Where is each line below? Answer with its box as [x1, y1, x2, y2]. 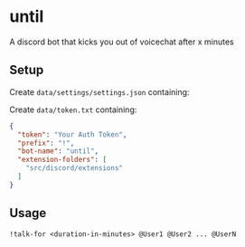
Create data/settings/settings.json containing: [9, 86, 190, 97]
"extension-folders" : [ [17, 156, 107, 165]
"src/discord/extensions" [25, 164, 124, 173]
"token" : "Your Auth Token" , [17, 129, 127, 139]
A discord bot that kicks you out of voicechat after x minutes [9, 36, 234, 47]
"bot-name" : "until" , [17, 147, 99, 156]
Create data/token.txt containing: [9, 104, 137, 115]
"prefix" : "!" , [17, 138, 75, 147]
